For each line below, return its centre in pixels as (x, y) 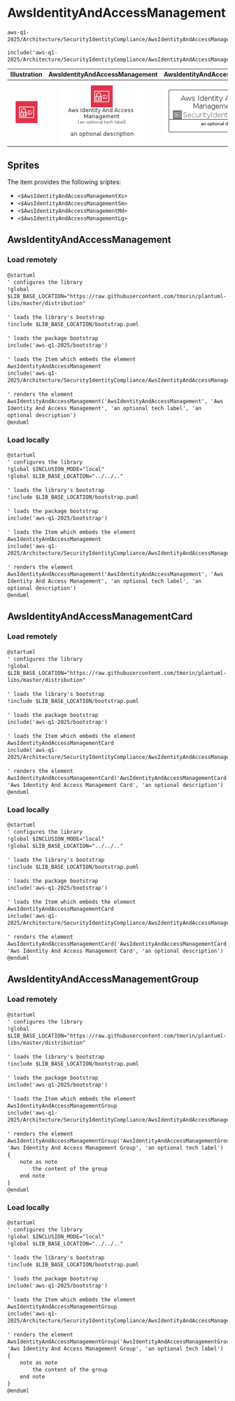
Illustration (27, 74)
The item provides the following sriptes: (64, 182)
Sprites (23, 165)
